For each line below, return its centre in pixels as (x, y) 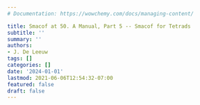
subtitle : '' (26, 33)
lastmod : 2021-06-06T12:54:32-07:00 (60, 78)
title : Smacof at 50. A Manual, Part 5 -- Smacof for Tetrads (99, 26)
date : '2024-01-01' (35, 71)
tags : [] (20, 59)
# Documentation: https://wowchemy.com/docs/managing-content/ (101, 14)
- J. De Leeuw (28, 52)
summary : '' (24, 39)
